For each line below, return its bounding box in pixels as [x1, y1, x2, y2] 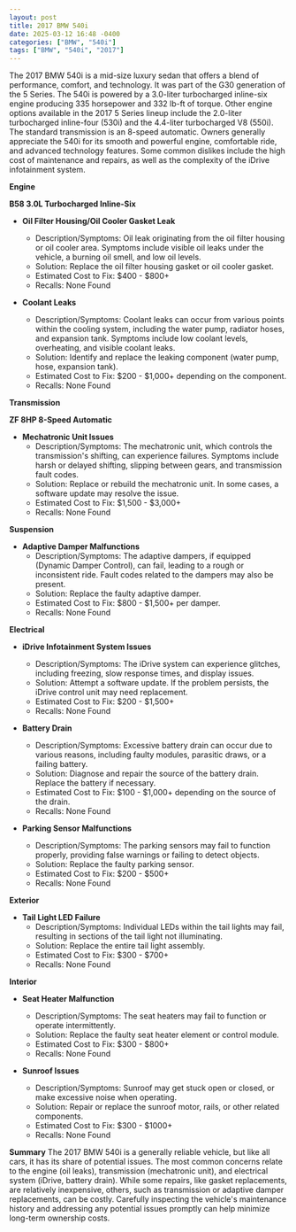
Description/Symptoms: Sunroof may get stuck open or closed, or [34, 1082, 276, 1094]
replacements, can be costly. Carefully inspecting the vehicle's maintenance [9, 1194, 287, 1205]
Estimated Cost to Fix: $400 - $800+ [34, 271, 170, 282]
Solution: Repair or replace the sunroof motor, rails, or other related [34, 1102, 280, 1112]
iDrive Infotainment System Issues [21, 641, 152, 652]
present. [34, 579, 66, 590]
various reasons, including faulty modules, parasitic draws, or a [34, 749, 267, 760]
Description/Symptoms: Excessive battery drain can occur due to [34, 740, 273, 751]
